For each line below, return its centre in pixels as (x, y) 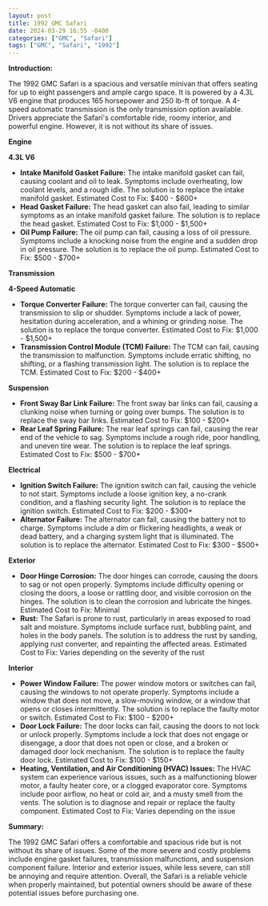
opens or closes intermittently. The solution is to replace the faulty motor (140, 709)
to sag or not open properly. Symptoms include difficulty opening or (132, 584)
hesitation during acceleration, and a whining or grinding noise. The (131, 322)
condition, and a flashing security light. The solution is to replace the (133, 503)
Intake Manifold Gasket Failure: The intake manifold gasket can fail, (132, 173)
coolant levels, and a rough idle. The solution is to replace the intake (132, 190)
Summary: (26, 827)
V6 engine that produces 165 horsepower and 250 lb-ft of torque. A (119, 101)
